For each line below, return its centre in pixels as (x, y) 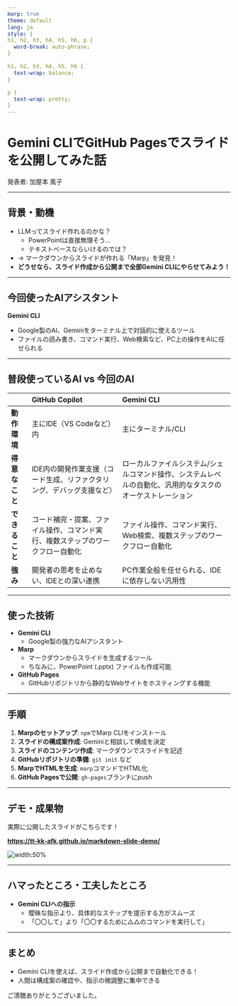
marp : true (23, 14)
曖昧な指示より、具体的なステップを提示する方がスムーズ (112, 912)
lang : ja (20, 27)
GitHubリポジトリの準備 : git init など (75, 760)
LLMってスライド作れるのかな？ (64, 231)
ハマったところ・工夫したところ (77, 886)
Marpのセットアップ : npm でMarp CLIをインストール (92, 733)
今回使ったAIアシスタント (63, 298)
